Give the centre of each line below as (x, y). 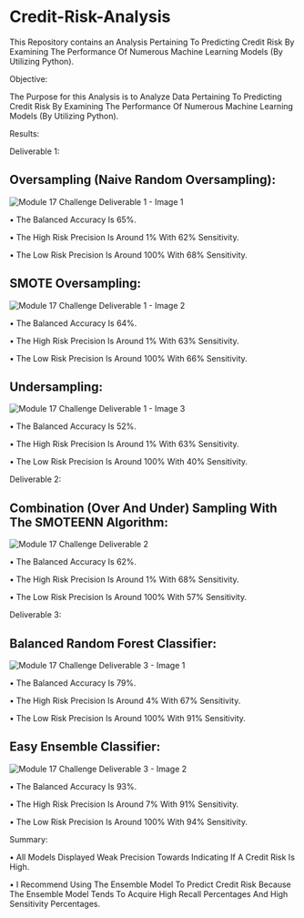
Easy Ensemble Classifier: (85, 747)
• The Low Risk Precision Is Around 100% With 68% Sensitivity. (128, 255)
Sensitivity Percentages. (55, 903)
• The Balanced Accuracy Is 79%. (73, 683)
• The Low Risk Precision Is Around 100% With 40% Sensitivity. (129, 462)
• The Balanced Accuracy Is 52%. (73, 426)
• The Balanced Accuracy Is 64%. (73, 323)
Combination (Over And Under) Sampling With (143, 508)
